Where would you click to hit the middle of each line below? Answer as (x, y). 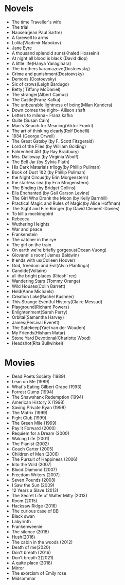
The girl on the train (31, 245)
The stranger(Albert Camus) (40, 94)
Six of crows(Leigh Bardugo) (40, 84)
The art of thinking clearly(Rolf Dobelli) (50, 131)
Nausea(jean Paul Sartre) (37, 32)
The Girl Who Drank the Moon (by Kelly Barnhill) (60, 198)
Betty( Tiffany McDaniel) (36, 89)
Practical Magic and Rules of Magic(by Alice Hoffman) (66, 203)
